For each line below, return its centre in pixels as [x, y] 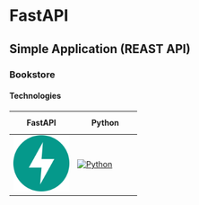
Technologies [35, 96]
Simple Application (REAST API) [100, 49]
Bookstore [32, 75]
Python [105, 123]
